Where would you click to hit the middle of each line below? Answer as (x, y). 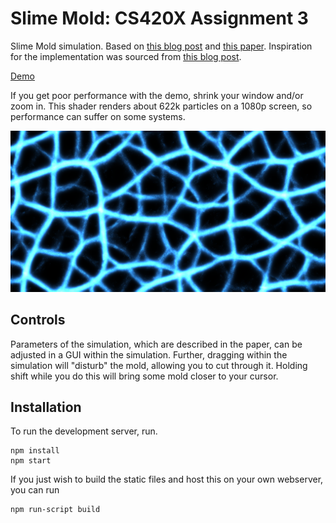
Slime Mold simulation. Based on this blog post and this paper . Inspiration (161, 46)
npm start (31, 461)
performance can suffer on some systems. (98, 116)
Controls (38, 320)
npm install (35, 451)
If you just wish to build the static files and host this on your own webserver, (167, 479)
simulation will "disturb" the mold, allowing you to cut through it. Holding (159, 365)
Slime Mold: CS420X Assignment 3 (159, 18)
